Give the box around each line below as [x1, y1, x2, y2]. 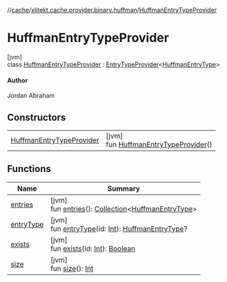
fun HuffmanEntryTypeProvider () [106, 140, 213, 149]
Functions [7, 163, 52, 175]
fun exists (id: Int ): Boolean [50, 243, 136, 253]
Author [7, 76, 28, 84]
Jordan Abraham [7, 91, 55, 100]
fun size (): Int [50, 263, 94, 273]
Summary [107, 183, 140, 193]
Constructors [7, 111, 66, 123]
